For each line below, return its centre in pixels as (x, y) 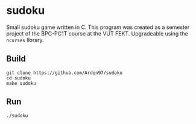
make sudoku (21, 83)
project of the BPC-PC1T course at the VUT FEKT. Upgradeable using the (97, 33)
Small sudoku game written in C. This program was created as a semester (98, 27)
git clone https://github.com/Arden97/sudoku (64, 73)
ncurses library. (25, 40)
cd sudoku (19, 78)
